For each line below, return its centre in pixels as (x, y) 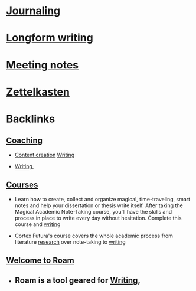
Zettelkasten (38, 92)
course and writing (37, 224)
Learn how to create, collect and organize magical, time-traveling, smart (102, 199)
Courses (22, 185)
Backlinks (31, 119)
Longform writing (50, 38)
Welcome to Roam (40, 260)
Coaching (24, 141)
